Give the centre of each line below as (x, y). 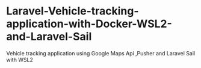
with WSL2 (20, 60)
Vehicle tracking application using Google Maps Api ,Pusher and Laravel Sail (101, 53)
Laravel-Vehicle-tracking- (73, 11)
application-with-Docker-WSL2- (89, 24)
